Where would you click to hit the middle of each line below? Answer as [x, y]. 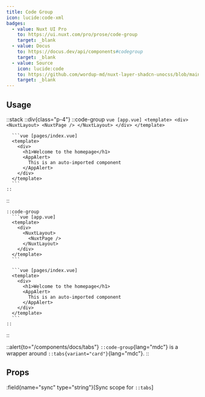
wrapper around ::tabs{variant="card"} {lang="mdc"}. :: [78, 353]
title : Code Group [30, 12]
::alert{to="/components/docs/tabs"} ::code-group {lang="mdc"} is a [92, 347]
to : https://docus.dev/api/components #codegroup [80, 52]
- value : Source [32, 63]
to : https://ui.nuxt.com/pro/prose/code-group [77, 35]
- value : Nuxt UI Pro [39, 29]
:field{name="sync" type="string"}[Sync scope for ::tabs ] [80, 387]
